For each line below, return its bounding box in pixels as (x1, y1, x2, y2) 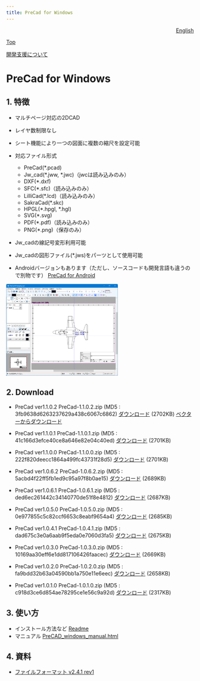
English (176, 27, 194, 34)
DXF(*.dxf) (23, 178, 51, 185)
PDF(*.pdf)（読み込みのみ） (23, 218, 93, 226)
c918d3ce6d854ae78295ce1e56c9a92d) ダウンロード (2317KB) (14, 589, 171, 596)
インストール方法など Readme (14, 625, 89, 632)
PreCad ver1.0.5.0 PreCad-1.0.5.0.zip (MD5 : (14, 506, 123, 513)
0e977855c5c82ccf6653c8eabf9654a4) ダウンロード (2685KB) (14, 513, 173, 520)
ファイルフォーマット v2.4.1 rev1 (14, 668, 94, 676)
